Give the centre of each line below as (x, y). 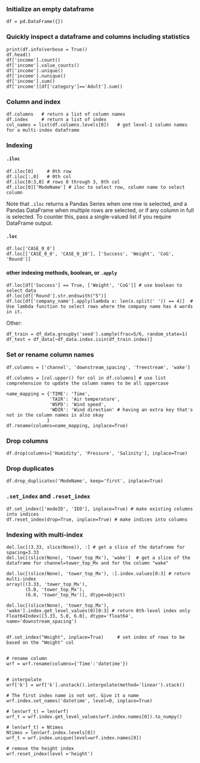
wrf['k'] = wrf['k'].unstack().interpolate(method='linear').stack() (96, 685)
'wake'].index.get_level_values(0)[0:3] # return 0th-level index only (98, 610)
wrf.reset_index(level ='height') (50, 754)
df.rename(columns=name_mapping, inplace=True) (67, 426)
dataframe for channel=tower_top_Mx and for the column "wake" (88, 563)
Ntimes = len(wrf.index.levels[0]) (51, 732)
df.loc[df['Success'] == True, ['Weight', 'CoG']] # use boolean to (94, 286)
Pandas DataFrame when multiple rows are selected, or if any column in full (100, 210)
